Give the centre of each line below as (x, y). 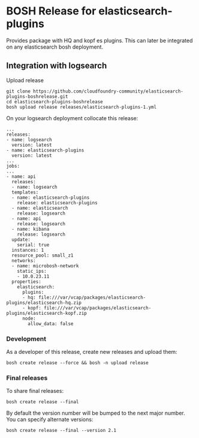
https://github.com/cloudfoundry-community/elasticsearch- (108, 91)
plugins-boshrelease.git (37, 96)
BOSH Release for (51, 11)
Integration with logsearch (57, 66)
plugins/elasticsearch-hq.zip (44, 303)
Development (26, 339)
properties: (27, 281)
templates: (25, 192)
